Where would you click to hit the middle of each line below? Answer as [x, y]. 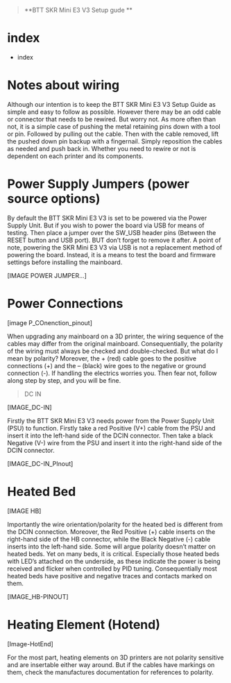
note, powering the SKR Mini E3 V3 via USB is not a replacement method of [115, 247]
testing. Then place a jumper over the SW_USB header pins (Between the [112, 232]
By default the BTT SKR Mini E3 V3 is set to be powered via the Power [107, 218]
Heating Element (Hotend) [84, 624]
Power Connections [65, 304]
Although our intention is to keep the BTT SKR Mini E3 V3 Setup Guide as [112, 104]
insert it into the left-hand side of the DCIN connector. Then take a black [110, 435]
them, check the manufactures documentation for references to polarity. [110, 672]
